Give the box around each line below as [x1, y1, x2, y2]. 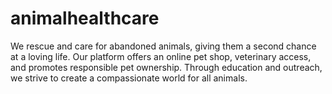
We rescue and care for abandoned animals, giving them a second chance [10, 40, 317, 52]
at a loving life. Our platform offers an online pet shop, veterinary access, [10, 50, 312, 62]
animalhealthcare [10, 7, 160, 30]
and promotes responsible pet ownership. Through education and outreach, [10, 61, 323, 73]
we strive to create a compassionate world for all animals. [10, 72, 248, 84]
